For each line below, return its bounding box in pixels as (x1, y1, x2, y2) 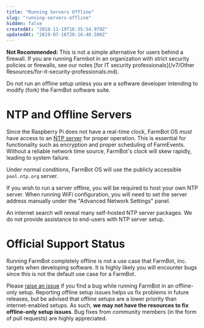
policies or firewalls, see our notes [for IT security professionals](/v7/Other (6, 62, 195, 69)
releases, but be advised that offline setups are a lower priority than (6, 295, 177, 302)
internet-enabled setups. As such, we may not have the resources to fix (6, 302, 189, 309)
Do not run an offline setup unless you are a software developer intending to (6, 80, 199, 88)
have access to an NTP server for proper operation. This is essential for (6, 135, 186, 142)
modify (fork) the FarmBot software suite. (6, 86, 111, 94)
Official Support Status (6, 237, 125, 251)
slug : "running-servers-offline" (6, 15, 92, 21)
